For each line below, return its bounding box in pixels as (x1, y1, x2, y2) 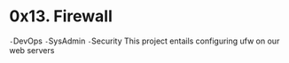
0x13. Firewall (9, 6, 113, 27)
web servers (9, 44, 55, 55)
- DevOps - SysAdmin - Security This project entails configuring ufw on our (9, 35, 280, 46)
